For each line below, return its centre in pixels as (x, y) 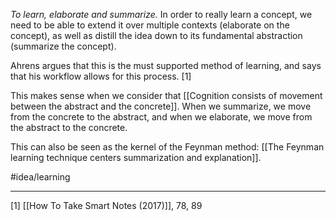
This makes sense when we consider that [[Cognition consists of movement (166, 95)
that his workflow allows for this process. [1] (101, 76)
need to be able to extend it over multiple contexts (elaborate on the (150, 25)
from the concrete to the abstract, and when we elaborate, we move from (161, 117)
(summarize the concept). (63, 46)
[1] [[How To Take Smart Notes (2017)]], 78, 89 (106, 205)
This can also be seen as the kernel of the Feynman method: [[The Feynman (167, 147)
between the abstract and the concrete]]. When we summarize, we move (161, 106)
